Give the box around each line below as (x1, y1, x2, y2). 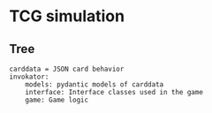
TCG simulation (9, 6, 125, 26)
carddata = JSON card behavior (9, 64, 125, 73)
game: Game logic (25, 95, 89, 104)
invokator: (9, 72, 49, 81)
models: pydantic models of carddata (25, 80, 164, 89)
